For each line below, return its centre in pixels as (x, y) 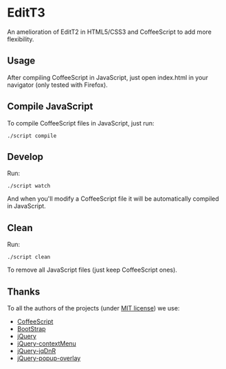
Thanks (24, 291)
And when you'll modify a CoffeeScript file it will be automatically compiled (113, 199)
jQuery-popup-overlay (49, 358)
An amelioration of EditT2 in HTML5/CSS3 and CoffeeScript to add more (109, 32)
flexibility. (21, 39)
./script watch (29, 186)
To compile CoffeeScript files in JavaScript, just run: (81, 123)
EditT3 (26, 13)
